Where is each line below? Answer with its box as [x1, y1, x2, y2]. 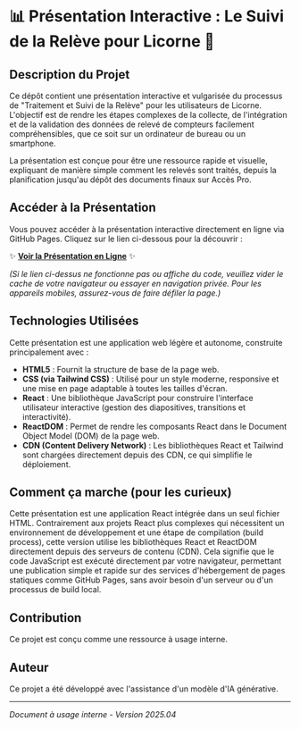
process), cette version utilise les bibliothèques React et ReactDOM [9, 537, 257, 548]
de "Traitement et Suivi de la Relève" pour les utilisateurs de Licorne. [9, 100, 262, 111]
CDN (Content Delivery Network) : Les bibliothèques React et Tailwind [21, 440, 284, 450]
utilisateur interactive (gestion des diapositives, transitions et [21, 402, 246, 413]
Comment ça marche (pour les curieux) [9, 485, 232, 500]
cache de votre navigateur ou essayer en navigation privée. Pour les [9, 278, 262, 289]
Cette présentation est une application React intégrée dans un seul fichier [9, 508, 280, 519]
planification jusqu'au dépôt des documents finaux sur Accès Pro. [9, 174, 252, 185]
